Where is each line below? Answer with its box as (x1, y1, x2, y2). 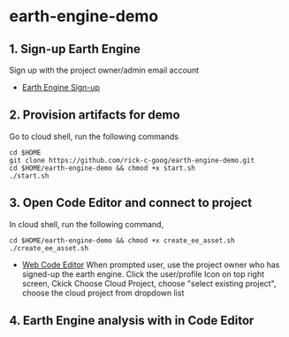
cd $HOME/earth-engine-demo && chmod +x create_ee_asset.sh (9, 236, 236, 245)
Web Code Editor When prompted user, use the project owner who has (21, 259, 280, 270)
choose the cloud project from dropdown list (21, 287, 185, 298)
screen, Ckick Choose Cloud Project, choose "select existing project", (21, 278, 277, 288)
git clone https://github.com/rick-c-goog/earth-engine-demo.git (9, 156, 255, 165)
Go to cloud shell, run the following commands (9, 131, 179, 142)
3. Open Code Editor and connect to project (9, 195, 253, 211)
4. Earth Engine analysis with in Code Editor (9, 313, 255, 328)
